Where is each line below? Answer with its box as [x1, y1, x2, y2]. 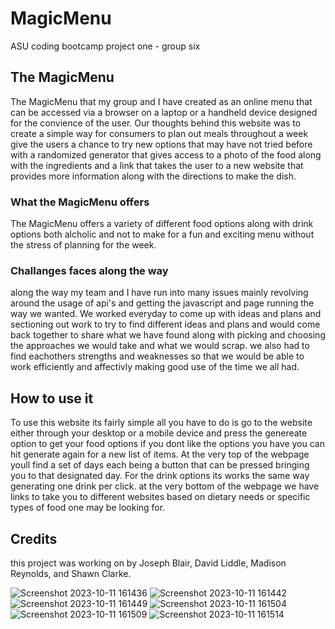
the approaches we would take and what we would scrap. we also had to [10, 340, 310, 352]
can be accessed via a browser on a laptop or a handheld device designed [10, 106, 318, 118]
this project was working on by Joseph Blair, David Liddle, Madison [10, 557, 287, 569]
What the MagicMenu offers [10, 195, 150, 209]
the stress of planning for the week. [10, 239, 157, 251]
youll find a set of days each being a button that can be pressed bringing [10, 459, 310, 471]
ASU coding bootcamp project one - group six [10, 40, 201, 52]
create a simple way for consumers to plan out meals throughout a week [10, 127, 309, 139]
